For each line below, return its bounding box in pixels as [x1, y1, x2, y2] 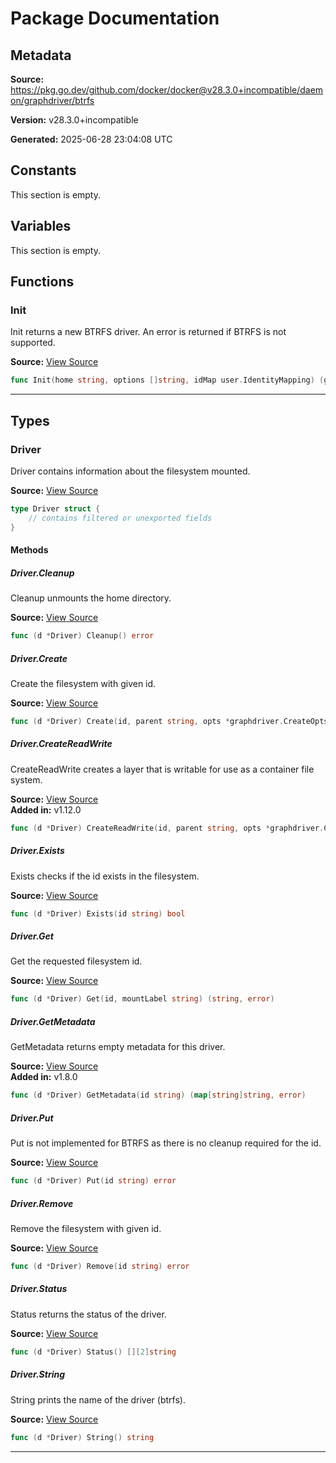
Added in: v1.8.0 [10, 1071, 78, 1083]
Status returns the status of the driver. [10, 1308, 167, 1320]
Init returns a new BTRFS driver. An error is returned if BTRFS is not [10, 326, 287, 338]
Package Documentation [10, 7, 220, 30]
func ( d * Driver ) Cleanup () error [10, 631, 155, 641]
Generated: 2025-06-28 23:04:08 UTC [10, 133, 173, 145]
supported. [10, 337, 56, 349]
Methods [10, 544, 49, 556]
